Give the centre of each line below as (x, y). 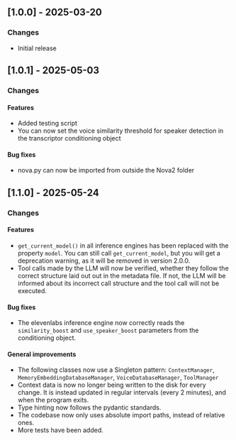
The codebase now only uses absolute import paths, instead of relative (121, 415)
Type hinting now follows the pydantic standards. (89, 407)
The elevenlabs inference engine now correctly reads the (101, 323)
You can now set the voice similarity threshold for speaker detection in (120, 131)
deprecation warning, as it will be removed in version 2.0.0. (104, 260)
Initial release (37, 48)
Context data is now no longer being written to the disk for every (112, 385)
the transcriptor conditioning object (69, 138)
